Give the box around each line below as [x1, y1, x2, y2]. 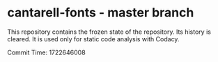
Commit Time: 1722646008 [7, 48, 86, 56]
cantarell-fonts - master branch [7, 5, 194, 21]
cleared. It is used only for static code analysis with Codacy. [7, 34, 180, 43]
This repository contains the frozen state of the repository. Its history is [7, 28, 211, 36]
